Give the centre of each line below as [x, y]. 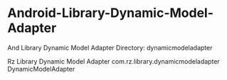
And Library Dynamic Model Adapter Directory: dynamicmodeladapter [110, 47]
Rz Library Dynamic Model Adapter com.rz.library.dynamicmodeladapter [114, 61]
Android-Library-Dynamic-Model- [110, 13]
